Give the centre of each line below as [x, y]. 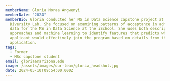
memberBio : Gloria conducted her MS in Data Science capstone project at [85, 19]
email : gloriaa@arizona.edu [35, 61]
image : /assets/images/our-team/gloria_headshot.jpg [62, 66]
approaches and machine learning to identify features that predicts [84, 33]
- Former [19, 52]
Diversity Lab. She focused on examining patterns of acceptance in [83, 24]
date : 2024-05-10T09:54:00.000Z [39, 71]
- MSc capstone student [35, 57]
